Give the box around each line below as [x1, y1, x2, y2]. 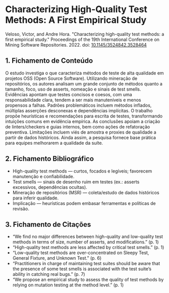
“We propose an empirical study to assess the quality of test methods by [12, 277, 164, 283]
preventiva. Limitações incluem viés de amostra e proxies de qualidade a [5, 129, 156, 135]
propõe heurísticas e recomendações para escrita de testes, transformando [5, 113, 163, 119]
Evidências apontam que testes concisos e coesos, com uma [5, 91, 132, 97]
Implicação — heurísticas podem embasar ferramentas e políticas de [12, 200, 156, 206]
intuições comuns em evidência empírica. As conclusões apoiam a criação [5, 118, 160, 124]
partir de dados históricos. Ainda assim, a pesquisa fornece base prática [5, 134, 156, 140]
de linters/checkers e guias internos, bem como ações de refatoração [5, 123, 150, 130]
